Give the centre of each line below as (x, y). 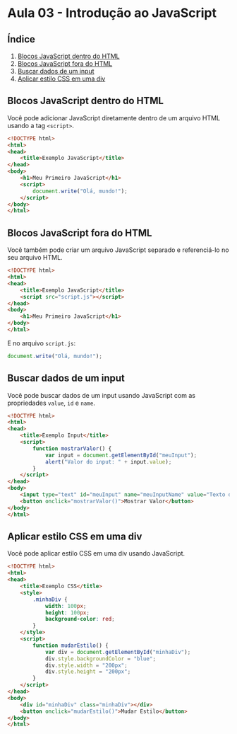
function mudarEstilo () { (71, 646)
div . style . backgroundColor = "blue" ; (101, 659)
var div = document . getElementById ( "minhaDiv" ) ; (118, 652)
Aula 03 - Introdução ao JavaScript (112, 13)
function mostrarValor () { (72, 448)
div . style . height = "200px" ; (88, 672)
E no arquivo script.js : (42, 343)
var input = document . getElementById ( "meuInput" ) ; (121, 455)
